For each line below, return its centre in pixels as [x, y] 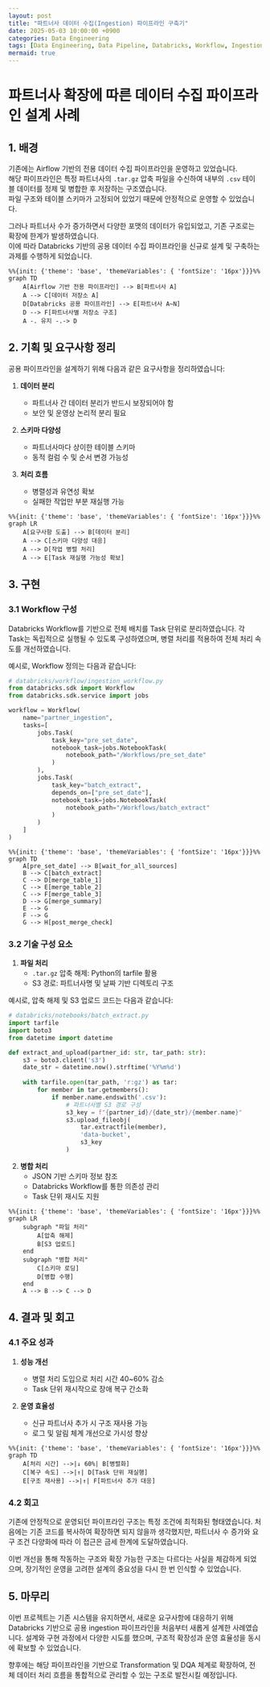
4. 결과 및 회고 [41, 1317]
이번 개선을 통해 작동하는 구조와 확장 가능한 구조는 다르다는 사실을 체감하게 [125, 1558]
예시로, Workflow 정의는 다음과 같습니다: [72, 665]
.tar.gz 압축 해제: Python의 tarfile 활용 [95, 973]
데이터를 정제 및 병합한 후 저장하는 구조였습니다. [92, 189]
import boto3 [30, 1031]
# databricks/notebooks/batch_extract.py [79, 1016]
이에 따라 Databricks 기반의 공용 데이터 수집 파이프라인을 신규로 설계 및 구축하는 [134, 246]
